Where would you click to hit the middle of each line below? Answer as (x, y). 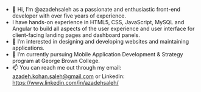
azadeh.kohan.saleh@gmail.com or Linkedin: (68, 76)
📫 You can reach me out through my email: (67, 67)
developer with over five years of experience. (69, 16)
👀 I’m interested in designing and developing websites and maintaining (100, 41)
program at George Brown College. (56, 61)
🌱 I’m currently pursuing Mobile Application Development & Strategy (97, 54)
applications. (28, 48)
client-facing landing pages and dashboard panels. (76, 35)
